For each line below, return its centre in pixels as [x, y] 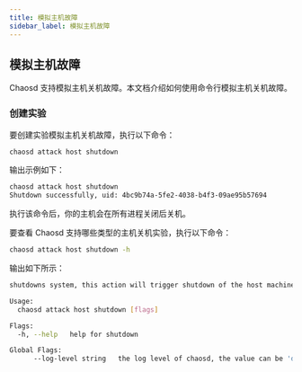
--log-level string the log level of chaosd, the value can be [158, 359]
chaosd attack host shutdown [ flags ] [88, 310]
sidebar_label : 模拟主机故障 [60, 26]
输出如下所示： [37, 268]
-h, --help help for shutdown [78, 334]
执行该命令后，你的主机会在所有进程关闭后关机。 [100, 214]
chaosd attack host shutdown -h [70, 250]
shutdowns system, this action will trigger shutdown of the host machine [152, 285]
